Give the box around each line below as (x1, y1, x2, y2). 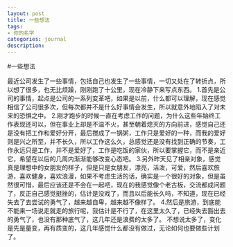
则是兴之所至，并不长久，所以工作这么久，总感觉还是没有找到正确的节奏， (7, 138, 220, 145)
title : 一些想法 (7, 17, 50, 24)
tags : (7, 23, 23, 30)
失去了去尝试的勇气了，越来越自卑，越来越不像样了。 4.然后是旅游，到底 (7, 198, 215, 206)
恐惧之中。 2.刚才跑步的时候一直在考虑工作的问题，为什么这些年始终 (19, 111, 215, 120)
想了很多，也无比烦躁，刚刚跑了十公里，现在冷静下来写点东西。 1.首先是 (12, 86, 220, 93)
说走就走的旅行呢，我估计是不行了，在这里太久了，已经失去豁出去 (37, 207, 226, 214)
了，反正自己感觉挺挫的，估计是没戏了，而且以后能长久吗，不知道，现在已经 (7, 190, 226, 197)
